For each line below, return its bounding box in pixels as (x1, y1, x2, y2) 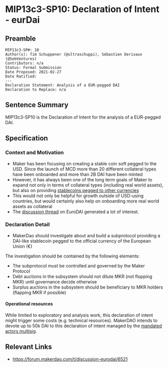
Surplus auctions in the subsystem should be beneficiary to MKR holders (12, 284, 163, 290)
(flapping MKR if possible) (12, 289, 67, 295)
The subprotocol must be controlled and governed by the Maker (12, 262, 145, 268)
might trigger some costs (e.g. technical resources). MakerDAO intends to (5, 318, 158, 323)
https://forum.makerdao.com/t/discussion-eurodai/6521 (12, 356, 128, 362)
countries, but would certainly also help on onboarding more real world (12, 198, 159, 204)
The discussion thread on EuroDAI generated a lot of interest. (12, 209, 139, 215)
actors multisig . (5, 328, 37, 334)
